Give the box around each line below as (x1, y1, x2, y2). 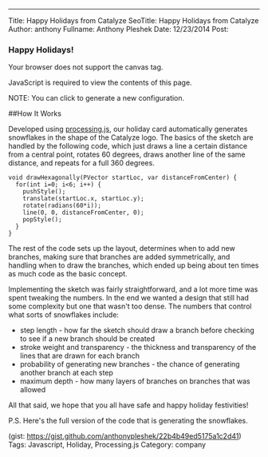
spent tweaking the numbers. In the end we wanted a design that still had (8, 293, 250, 303)
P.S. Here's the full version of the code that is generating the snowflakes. (8, 416, 249, 426)
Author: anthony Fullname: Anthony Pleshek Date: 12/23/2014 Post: (8, 25, 229, 34)
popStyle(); (22, 216, 62, 224)
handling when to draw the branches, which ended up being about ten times (8, 260, 259, 270)
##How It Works (8, 109, 62, 118)
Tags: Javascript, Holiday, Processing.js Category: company (8, 440, 206, 450)
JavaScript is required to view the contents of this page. (8, 77, 193, 88)
